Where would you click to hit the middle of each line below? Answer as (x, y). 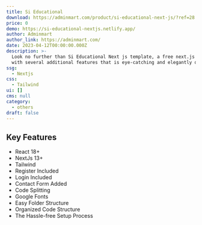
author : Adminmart (29, 34)
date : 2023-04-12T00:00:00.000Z (47, 46)
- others (23, 107)
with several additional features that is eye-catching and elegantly (102, 62)
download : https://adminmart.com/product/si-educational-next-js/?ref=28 (101, 17)
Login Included (33, 177)
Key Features (32, 137)
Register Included (37, 171)
